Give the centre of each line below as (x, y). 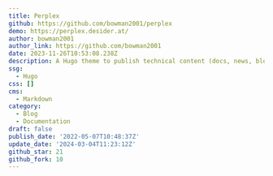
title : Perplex (34, 16)
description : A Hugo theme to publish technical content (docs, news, (130, 62)
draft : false (30, 129)
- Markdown (34, 99)
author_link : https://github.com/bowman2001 (85, 46)
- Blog (27, 114)
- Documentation (43, 122)
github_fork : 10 (36, 159)
